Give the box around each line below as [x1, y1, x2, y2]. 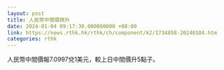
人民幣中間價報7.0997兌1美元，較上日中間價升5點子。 [7, 56, 159, 64]
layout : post [7, 10, 45, 17]
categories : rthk [7, 36, 57, 43]
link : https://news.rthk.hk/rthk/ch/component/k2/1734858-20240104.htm [7, 29, 217, 36]
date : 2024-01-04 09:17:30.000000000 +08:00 [7, 23, 137, 30]
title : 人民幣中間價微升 [7, 16, 70, 23]
